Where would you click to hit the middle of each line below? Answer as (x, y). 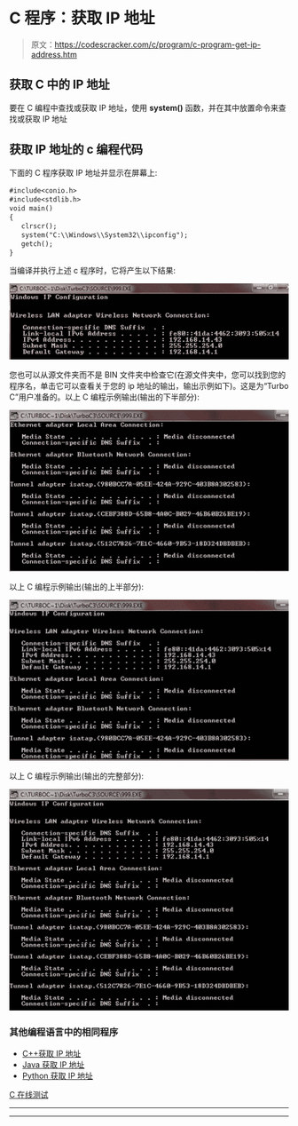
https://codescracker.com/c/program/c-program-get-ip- (158, 44)
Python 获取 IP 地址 (57, 1075)
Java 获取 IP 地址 (53, 1064)
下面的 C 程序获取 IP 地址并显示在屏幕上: (83, 172)
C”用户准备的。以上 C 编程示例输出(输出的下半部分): (104, 397)
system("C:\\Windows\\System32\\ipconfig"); (105, 235)
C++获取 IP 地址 (51, 1053)
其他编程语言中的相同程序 (64, 1033)
